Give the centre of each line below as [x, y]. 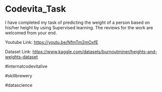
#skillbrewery [19, 75]
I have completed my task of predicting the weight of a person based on [78, 22]
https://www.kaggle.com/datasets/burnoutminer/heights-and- [95, 52]
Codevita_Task [36, 9]
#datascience [19, 85]
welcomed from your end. [31, 33]
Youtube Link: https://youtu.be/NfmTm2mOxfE [52, 42]
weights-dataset [21, 56]
